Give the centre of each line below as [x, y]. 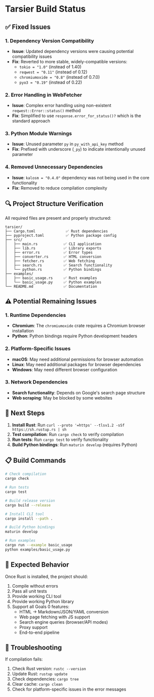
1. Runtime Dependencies [36, 315]
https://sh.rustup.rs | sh [39, 429]
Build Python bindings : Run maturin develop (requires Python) [75, 444]
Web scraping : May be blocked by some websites [62, 398]
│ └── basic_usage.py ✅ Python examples [53, 282]
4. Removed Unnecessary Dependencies [54, 167]
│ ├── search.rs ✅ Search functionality [59, 265]
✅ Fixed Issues [28, 27]
